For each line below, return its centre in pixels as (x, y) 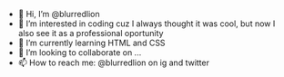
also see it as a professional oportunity (91, 33)
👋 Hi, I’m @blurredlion (59, 14)
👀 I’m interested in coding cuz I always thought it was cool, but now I (147, 24)
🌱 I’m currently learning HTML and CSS (91, 43)
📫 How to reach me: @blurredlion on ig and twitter (113, 63)
